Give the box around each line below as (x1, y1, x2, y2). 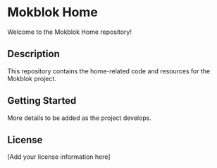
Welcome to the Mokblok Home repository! (7, 28, 132, 36)
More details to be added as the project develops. (7, 114, 151, 122)
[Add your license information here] (7, 152, 111, 161)
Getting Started (7, 95, 77, 107)
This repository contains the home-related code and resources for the (7, 66, 211, 75)
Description (7, 48, 60, 60)
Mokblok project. (7, 74, 56, 83)
